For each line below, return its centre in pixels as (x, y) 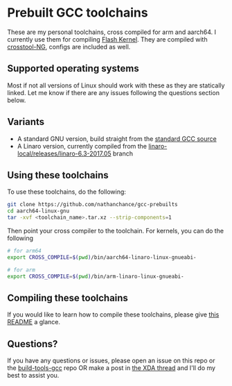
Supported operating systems (73, 68)
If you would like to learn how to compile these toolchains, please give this (113, 314)
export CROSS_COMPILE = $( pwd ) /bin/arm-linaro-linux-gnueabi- (96, 276)
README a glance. (34, 322)
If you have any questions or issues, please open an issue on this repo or (111, 361)
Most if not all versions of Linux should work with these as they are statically (116, 85)
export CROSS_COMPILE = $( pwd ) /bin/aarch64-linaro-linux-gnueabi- (102, 257)
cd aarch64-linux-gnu (38, 211)
